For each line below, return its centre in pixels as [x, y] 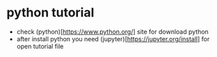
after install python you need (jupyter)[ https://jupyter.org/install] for [113, 38]
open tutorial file [40, 46]
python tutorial [50, 13]
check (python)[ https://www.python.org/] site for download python [113, 32]
